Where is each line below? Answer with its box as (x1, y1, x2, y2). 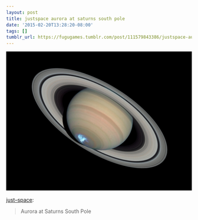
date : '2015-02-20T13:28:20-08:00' (6, 22, 94, 28)
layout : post (6, 9, 38, 15)
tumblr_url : (6, 34, 35, 41)
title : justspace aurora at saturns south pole (6, 15, 126, 22)
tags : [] (6, 28, 28, 34)
